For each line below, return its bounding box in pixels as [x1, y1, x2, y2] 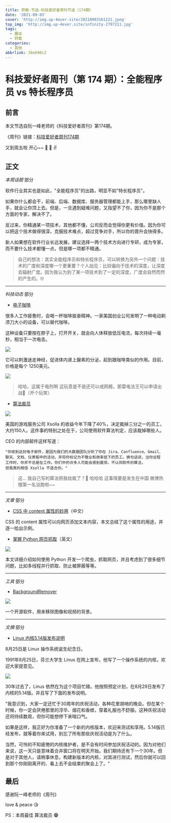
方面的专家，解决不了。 [5, 211, 54, 217]
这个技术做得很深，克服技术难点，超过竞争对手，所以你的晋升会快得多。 [14, 228, 166, 234]
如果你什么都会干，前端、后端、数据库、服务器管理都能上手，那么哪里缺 [5, 198, 157, 204]
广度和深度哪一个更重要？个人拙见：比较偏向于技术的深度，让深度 [26, 263, 165, 269]
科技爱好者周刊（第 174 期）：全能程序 [5, 73, 162, 85]
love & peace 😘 [5, 802, 39, 808]
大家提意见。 [9, 663, 37, 669]
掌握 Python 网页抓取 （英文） [12, 536, 75, 542]
